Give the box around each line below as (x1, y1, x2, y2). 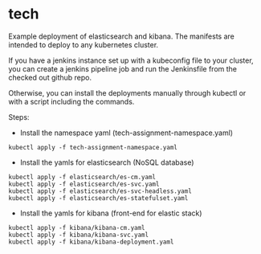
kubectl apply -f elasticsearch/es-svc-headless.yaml (8, 186, 193, 195)
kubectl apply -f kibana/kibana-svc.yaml (8, 231, 149, 239)
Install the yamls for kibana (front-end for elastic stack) (19, 208, 202, 218)
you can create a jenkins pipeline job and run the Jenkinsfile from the (8, 63, 238, 73)
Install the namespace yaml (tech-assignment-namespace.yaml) (19, 128, 234, 137)
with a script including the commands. (8, 96, 135, 106)
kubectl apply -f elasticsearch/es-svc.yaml (8, 180, 160, 188)
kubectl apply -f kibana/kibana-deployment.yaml (8, 238, 174, 246)
